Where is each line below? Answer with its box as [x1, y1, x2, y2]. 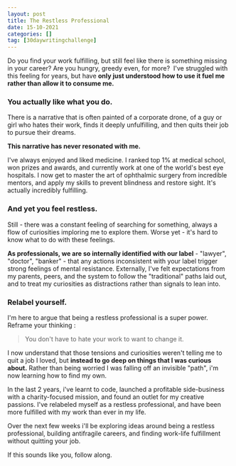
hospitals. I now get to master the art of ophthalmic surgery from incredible [7, 171, 227, 180]
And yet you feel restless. [7, 204, 98, 214]
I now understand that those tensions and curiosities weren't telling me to [7, 348, 222, 357]
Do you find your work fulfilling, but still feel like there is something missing [7, 56, 227, 65]
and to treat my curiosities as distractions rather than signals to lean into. [7, 279, 221, 288]
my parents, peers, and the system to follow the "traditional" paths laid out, [7, 271, 227, 280]
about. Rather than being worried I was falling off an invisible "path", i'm [7, 364, 219, 373]
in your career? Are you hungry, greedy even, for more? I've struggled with [7, 64, 228, 73]
